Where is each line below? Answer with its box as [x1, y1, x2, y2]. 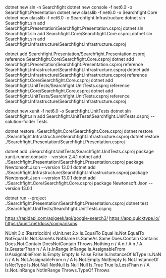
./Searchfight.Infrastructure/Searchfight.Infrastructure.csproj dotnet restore [5, 134, 160, 139]
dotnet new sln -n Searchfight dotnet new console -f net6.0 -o [5, 4, 133, 10]
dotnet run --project [5, 195, 46, 201]
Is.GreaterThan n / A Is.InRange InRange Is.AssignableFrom [5, 246, 125, 252]
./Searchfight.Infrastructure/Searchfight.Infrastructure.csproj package [5, 170, 148, 176]
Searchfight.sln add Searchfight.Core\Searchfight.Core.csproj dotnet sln [5, 31, 153, 36]
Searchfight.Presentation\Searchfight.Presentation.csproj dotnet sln [5, 25, 144, 31]
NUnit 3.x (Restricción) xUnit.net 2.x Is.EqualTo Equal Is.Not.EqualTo [5, 230, 145, 236]
